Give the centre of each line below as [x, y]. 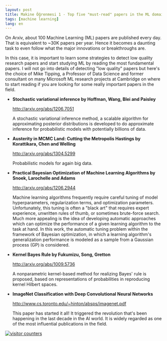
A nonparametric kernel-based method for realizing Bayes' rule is [79, 274]
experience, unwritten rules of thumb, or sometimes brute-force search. [86, 213]
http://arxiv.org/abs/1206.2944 [44, 188]
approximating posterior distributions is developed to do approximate [83, 124]
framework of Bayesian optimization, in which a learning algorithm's [82, 235]
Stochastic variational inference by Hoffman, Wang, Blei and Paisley [84, 99]
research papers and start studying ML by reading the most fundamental [80, 63]
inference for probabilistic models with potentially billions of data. [79, 129]
